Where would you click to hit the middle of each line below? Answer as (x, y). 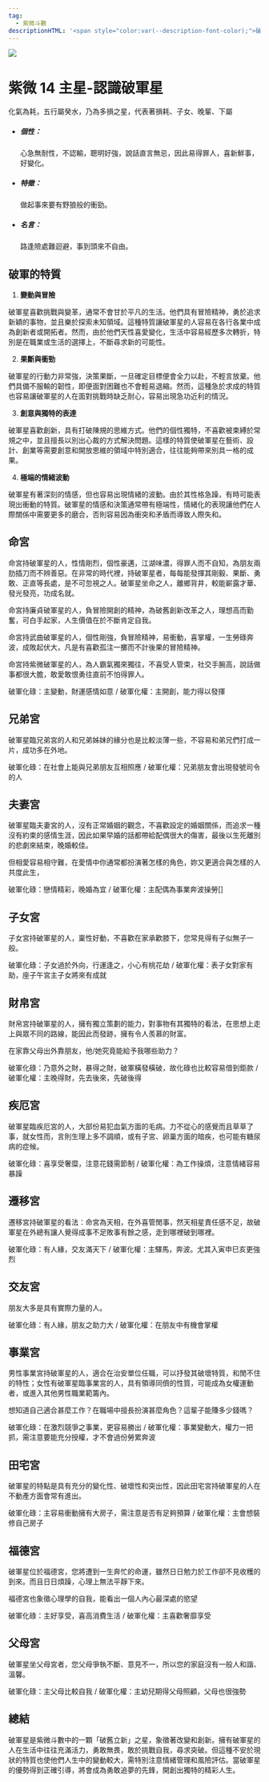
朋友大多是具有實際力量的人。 (57, 1307)
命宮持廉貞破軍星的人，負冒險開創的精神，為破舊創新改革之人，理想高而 (127, 610)
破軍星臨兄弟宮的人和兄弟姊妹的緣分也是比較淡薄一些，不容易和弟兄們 (124, 739)
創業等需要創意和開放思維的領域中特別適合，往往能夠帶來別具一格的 (134, 451)
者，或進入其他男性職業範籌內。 (61, 1393)
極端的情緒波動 (44, 477)
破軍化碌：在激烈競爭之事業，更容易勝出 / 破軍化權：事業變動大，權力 (124, 1428)
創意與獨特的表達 (48, 413)
